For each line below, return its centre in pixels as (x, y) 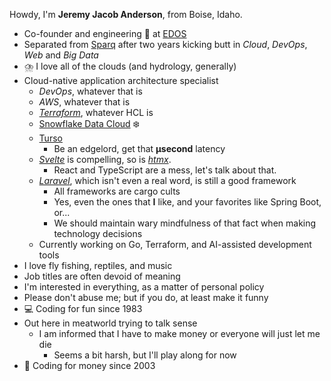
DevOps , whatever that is (90, 91)
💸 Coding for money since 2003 (89, 365)
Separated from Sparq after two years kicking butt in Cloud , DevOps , (165, 44)
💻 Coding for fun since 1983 (83, 308)
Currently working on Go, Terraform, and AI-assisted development (175, 244)
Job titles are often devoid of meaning (102, 276)
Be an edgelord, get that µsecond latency (139, 148)
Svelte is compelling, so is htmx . (105, 159)
